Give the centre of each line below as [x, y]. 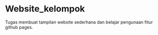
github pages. [19, 27]
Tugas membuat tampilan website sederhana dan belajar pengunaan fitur [79, 22]
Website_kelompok [45, 9]
